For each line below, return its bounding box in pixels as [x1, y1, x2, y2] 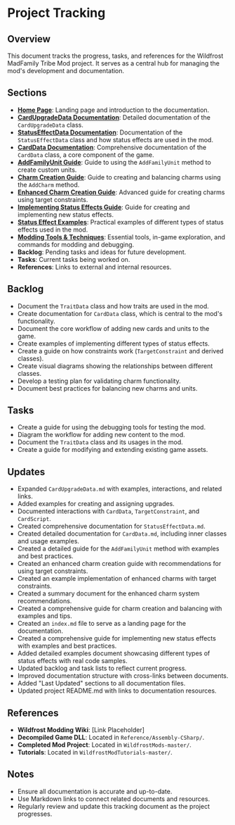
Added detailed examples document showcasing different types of [17, 649, 210, 657]
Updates [7, 466, 46, 478]
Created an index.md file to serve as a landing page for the [17, 619, 187, 628]
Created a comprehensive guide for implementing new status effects [17, 634, 216, 643]
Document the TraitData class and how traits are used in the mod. [17, 301, 209, 310]
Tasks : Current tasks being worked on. [17, 255, 130, 263]
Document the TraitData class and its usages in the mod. [17, 438, 184, 446]
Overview [7, 33, 51, 45]
